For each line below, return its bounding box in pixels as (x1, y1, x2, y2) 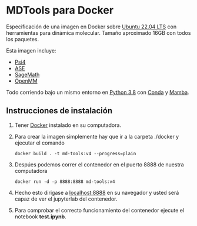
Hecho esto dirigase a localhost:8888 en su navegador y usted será (14, 189, 179, 196)
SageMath (14, 71, 40, 78)
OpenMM (14, 77, 38, 84)
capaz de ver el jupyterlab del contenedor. (14, 195, 118, 202)
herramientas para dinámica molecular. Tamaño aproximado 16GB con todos (6, 29, 191, 36)
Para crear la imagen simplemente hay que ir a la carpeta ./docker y (14, 133, 179, 140)
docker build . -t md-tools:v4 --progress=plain (14, 150, 136, 156)
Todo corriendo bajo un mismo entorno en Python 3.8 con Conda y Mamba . (6, 89, 189, 96)
